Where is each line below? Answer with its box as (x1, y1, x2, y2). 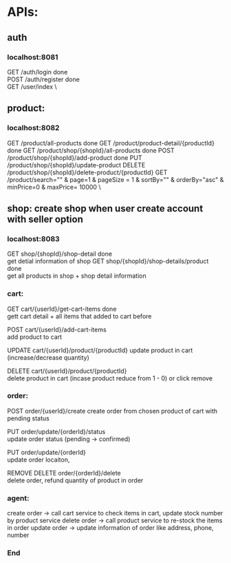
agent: (7, 493, 30, 503)
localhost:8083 (7, 234, 60, 243)
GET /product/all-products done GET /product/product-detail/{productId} (7, 139, 215, 147)
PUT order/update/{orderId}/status (7, 427, 106, 436)
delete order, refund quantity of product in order (7, 476, 144, 484)
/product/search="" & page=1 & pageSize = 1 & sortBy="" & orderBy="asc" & (7, 175, 224, 183)
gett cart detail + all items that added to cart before (7, 311, 152, 320)
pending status (7, 414, 49, 422)
